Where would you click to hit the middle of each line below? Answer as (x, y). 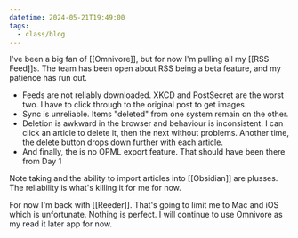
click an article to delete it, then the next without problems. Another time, (155, 133)
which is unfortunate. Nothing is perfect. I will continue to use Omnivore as (146, 215)
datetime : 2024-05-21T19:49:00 (67, 17)
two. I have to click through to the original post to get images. (134, 105)
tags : (19, 26)
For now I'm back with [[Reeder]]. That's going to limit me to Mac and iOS (144, 205)
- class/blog (41, 34)
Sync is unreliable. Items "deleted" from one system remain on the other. (155, 114)
